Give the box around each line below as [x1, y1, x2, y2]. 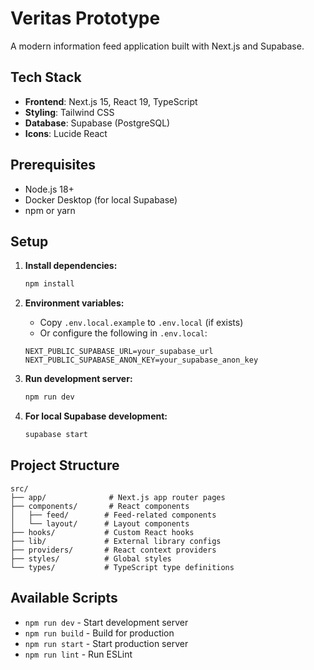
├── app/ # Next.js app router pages [10, 492, 226, 502]
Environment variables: [24, 297, 125, 309]
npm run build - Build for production [24, 627, 175, 639]
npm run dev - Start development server [24, 616, 189, 628]
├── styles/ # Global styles [10, 553, 172, 564]
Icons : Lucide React [24, 127, 108, 139]
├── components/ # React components [10, 501, 190, 511]
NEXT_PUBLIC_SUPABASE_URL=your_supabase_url [24, 347, 214, 357]
